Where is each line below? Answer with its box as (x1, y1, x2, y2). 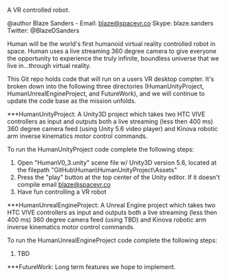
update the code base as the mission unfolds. (7, 97, 136, 105)
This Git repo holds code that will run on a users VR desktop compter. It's (7, 75, 215, 83)
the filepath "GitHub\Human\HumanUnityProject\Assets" (17, 166, 177, 174)
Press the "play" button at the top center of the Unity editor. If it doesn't (17, 173, 220, 181)
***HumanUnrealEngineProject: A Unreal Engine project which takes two (7, 201, 216, 209)
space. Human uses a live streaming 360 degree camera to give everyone (7, 47, 217, 55)
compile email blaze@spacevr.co (17, 181, 111, 188)
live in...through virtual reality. (7, 62, 91, 69)
